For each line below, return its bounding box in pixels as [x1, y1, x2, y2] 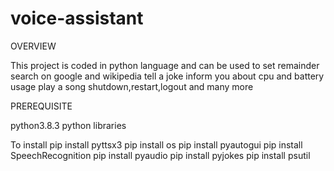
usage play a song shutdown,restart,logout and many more [10, 80, 254, 92]
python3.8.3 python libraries [10, 119, 127, 131]
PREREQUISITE [10, 100, 73, 112]
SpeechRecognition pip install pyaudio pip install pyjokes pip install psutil [10, 149, 311, 161]
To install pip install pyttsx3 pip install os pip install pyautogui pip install [10, 138, 303, 151]
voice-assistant [10, 7, 144, 30]
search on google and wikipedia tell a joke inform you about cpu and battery [10, 70, 325, 82]
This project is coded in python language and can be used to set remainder [10, 59, 320, 71]
